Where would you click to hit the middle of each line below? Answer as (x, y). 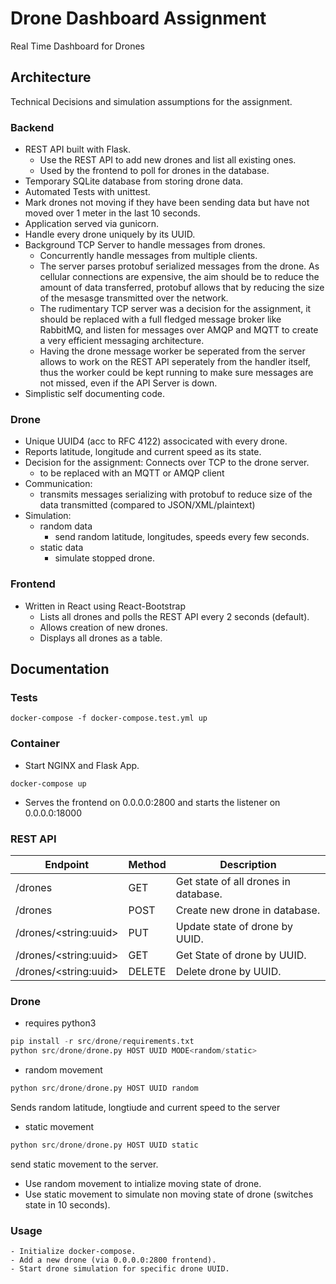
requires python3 (60, 1023)
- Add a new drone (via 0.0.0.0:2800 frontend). (113, 1260)
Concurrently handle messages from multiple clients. (148, 256)
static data (61, 548)
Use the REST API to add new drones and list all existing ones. (168, 160)
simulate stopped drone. (105, 558)
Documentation (60, 669)
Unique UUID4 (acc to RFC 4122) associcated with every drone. (156, 441)
